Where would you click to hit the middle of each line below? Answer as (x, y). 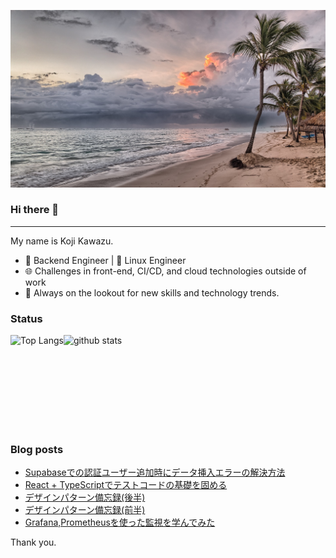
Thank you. (33, 542)
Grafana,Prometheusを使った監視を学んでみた (120, 522)
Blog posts (37, 450)
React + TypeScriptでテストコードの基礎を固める (126, 485)
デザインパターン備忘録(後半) (85, 497)
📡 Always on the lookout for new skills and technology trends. (152, 292)
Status (26, 318)
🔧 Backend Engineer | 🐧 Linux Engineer (105, 260)
